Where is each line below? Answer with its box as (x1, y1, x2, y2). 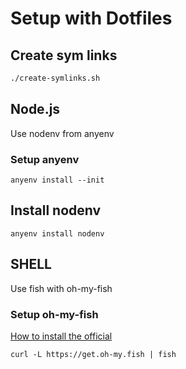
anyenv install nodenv (10, 228, 105, 239)
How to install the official (10, 330, 113, 342)
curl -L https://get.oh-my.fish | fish (10, 349, 177, 359)
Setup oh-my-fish (10, 307, 99, 321)
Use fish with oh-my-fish (10, 282, 113, 294)
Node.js (10, 101, 61, 118)
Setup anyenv (10, 152, 80, 166)
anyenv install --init (10, 175, 105, 185)
